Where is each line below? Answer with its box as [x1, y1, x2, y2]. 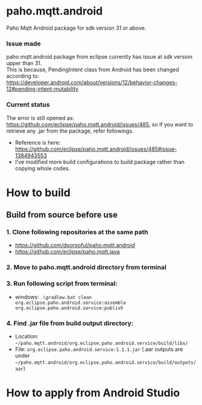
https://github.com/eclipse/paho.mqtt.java [14, 248, 120, 255]
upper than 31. [6, 59, 42, 67]
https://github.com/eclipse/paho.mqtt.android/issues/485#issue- [14, 145, 177, 153]
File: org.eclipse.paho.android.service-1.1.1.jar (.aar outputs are [14, 345, 183, 352]
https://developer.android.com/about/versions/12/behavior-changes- [6, 79, 178, 86]
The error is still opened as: [6, 114, 74, 122]
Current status [6, 100, 50, 109]
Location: [14, 332, 39, 340]
